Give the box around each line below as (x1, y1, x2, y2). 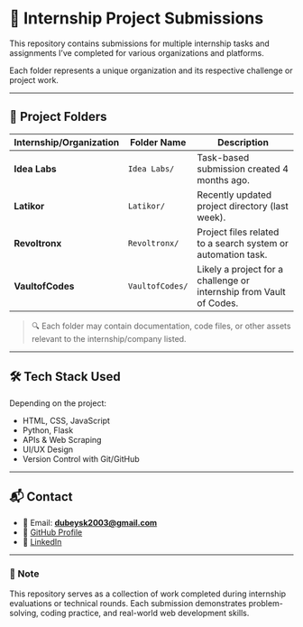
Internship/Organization (14, 135, 120, 148)
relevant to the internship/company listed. (31, 333, 187, 344)
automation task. (197, 248, 268, 261)
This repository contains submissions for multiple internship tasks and (9, 38, 271, 49)
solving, (9, 607, 39, 618)
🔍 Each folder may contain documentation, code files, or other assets (31, 320, 291, 331)
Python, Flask (22, 424, 74, 436)
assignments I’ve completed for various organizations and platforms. (9, 47, 264, 58)
